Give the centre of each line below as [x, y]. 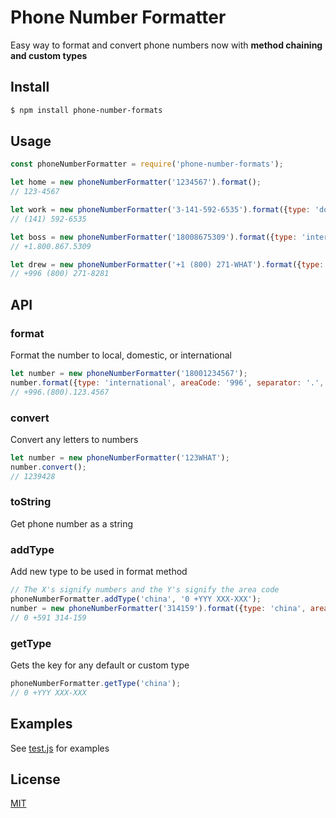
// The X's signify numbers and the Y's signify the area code [145, 590]
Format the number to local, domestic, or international [121, 355]
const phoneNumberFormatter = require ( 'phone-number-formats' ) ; [147, 164]
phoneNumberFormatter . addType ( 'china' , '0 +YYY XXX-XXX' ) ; [136, 599]
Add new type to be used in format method [99, 572]
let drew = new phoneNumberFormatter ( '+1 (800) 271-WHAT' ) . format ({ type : [167, 264]
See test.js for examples [60, 748]
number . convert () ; [48, 467]
